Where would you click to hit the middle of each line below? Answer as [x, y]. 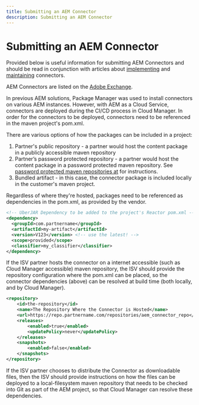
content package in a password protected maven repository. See [94, 165]
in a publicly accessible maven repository [65, 153]
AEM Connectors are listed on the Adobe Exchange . [70, 87]
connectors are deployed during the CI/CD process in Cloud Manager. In [94, 111]
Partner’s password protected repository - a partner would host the [97, 159]
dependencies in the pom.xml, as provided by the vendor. [76, 202]
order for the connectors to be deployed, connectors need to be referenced [98, 117]
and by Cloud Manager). [36, 288]
